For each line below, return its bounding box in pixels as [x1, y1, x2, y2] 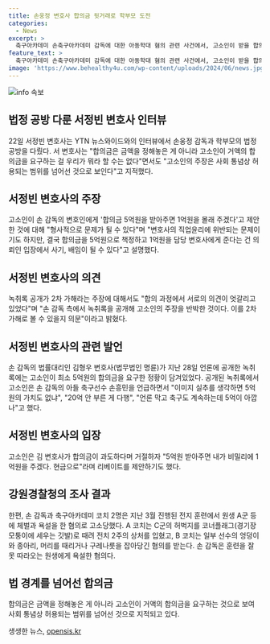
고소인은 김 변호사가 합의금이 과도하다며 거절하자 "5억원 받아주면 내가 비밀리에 [8, 452, 255, 461]
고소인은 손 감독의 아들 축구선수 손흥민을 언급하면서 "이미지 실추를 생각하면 [8, 383, 243, 392]
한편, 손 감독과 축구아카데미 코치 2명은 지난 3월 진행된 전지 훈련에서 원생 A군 [8, 510, 249, 520]
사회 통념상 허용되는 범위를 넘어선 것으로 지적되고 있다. [8, 609, 180, 619]
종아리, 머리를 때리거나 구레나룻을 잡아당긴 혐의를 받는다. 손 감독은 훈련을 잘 [16, 540, 255, 550]
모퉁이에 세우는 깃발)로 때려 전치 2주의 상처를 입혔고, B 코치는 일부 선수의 [8, 530, 239, 540]
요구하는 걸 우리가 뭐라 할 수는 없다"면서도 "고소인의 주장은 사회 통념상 [29, 156, 251, 166]
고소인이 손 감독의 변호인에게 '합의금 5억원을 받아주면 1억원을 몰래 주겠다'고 [8, 215, 245, 225]
